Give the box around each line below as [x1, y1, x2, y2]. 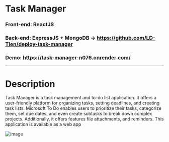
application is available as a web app [5, 121, 81, 127]
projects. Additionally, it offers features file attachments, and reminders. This [5, 116, 164, 122]
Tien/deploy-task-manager [5, 41, 73, 48]
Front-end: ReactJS [5, 21, 54, 28]
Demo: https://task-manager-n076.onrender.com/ [5, 54, 131, 61]
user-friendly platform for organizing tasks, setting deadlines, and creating [5, 100, 160, 106]
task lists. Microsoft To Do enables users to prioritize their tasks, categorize [5, 105, 162, 111]
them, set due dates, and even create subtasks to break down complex [5, 111, 152, 117]
